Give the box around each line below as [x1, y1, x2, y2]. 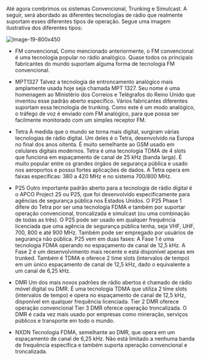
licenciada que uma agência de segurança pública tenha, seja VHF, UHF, [14, 223, 195, 230]
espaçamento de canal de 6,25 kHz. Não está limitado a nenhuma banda [14, 335, 195, 342]
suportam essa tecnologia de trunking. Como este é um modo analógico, [14, 104, 195, 110]
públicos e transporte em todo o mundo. [14, 317, 115, 324]
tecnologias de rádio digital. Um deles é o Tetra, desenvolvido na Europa [14, 134, 195, 142]
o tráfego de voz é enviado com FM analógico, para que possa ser [14, 110, 179, 117]
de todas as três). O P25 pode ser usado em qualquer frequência [14, 216, 176, 223]
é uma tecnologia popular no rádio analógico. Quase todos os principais [14, 54, 193, 61]
